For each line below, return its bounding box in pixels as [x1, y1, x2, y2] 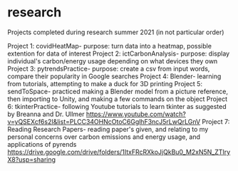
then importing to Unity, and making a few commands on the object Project [7, 94, 228, 103]
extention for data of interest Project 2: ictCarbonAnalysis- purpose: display [7, 49, 230, 58]
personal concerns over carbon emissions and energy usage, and [7, 133, 201, 141]
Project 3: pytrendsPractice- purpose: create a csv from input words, [7, 64, 210, 73]
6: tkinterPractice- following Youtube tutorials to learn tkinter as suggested [7, 102, 227, 110]
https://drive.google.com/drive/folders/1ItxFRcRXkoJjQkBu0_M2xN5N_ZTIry [7, 147, 231, 156]
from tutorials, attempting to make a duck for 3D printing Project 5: [7, 79, 203, 88]
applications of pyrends [7, 140, 77, 148]
